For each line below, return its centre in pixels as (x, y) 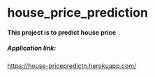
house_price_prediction (78, 13)
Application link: (32, 48)
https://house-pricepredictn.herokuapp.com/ (72, 66)
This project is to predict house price (62, 32)
